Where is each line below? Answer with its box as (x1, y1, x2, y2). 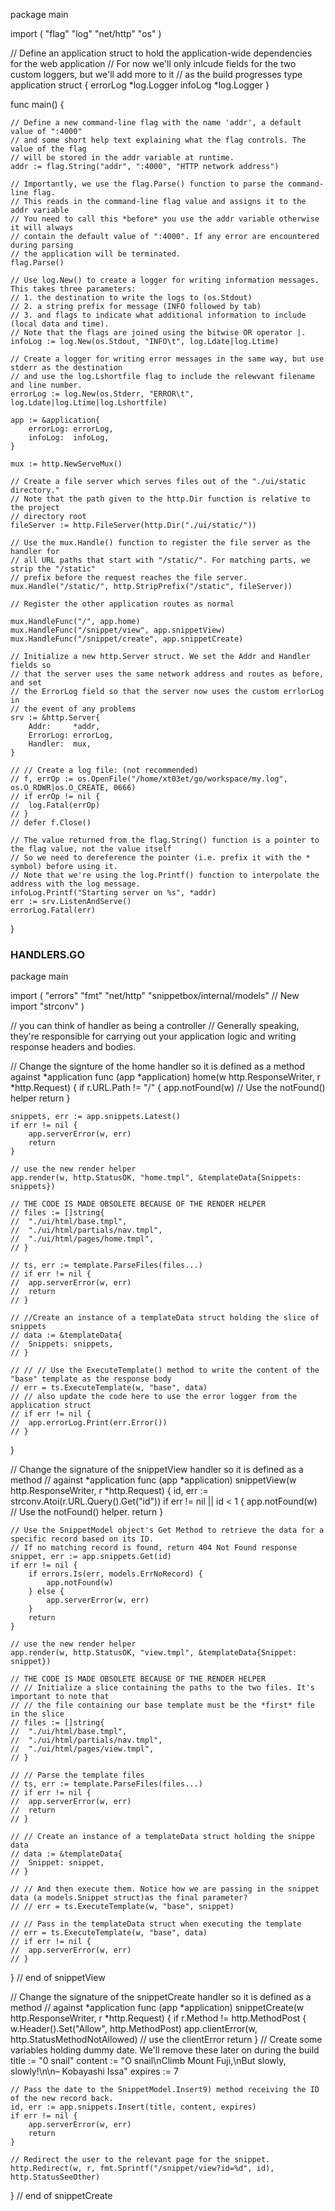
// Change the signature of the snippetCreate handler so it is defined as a (10, 1991, 312, 2003)
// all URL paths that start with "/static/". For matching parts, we (10, 555, 311, 565)
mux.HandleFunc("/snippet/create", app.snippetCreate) (10, 634, 244, 644)
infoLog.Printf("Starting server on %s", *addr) (10, 888, 217, 898)
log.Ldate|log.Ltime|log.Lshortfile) (10, 398, 168, 408)
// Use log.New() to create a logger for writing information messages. (10, 275, 320, 285)
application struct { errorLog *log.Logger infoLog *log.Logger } (10, 79, 270, 91)
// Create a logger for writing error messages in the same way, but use (10, 354, 325, 364)
